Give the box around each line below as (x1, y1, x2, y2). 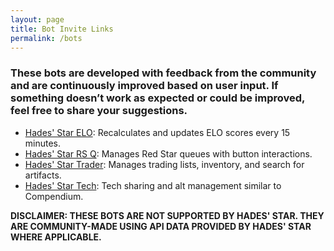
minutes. (24, 137, 62, 149)
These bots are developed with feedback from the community (10, 66, 317, 80)
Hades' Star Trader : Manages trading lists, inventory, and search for (24, 158, 305, 170)
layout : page (10, 14, 65, 25)
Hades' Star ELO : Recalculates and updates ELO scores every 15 (24, 126, 291, 138)
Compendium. (24, 190, 84, 202)
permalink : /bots (10, 33, 83, 43)
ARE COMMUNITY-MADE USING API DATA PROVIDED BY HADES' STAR (10, 220, 312, 232)
